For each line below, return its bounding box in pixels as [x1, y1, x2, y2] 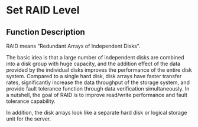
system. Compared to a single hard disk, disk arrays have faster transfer [6, 73, 182, 79]
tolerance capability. [6, 98, 56, 105]
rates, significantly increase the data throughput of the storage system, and [6, 79, 190, 86]
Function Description [6, 27, 86, 37]
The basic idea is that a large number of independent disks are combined [6, 54, 184, 61]
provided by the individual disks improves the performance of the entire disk [6, 66, 192, 73]
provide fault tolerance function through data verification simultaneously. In [6, 85, 190, 92]
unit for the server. [6, 115, 51, 122]
